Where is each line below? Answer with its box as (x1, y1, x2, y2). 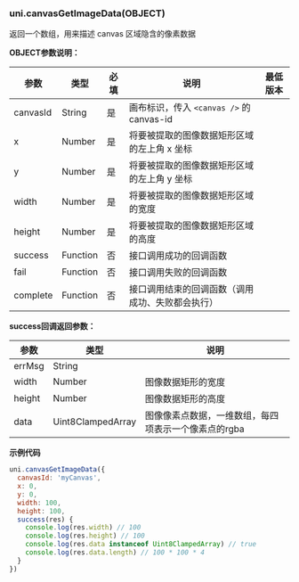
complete (13, 289, 53, 301)
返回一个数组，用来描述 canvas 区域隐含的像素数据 (9, 29, 196, 39)
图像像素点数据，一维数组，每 (145, 409, 271, 422)
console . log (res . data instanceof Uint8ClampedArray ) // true (25, 540, 256, 549)
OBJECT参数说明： (9, 47, 80, 58)
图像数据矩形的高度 (145, 393, 226, 406)
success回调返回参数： (9, 321, 96, 332)
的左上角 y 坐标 (128, 173, 193, 185)
